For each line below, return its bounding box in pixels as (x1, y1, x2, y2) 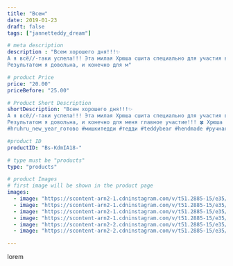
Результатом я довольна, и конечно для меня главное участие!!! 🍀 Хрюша (7, 119, 223, 126)
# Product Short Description (7, 99, 92, 106)
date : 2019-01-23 (7, 17, 58, 24)
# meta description (7, 42, 64, 49)
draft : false (7, 23, 45, 30)
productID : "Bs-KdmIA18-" (7, 144, 82, 151)
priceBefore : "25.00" (7, 87, 70, 94)
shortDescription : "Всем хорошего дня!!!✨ (7, 106, 133, 113)
